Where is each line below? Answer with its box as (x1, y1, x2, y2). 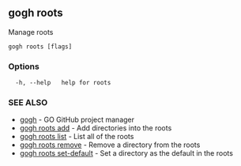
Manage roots (8, 27, 54, 36)
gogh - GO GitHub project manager (19, 115, 135, 125)
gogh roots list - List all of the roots (19, 132, 134, 141)
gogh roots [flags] (8, 43, 73, 51)
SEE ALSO (8, 97, 48, 108)
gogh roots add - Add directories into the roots (19, 123, 172, 133)
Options (8, 61, 40, 72)
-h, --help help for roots (15, 79, 111, 87)
